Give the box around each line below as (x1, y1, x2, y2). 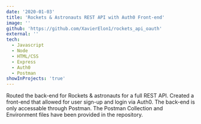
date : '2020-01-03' (6, 8, 55, 15)
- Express (11, 59, 36, 65)
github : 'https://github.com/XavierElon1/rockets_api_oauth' (6, 25, 163, 32)
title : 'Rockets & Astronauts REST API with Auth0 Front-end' (6, 14, 165, 20)
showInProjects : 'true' (6, 75, 66, 81)
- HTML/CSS (11, 53, 39, 59)
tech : (6, 37, 20, 43)
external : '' (6, 31, 39, 37)
